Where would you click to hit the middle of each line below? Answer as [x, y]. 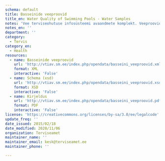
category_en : [18, 46]
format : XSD [26, 87]
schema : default [22, 10]
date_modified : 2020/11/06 [33, 128]
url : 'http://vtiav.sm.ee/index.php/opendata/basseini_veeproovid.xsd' [89, 82]
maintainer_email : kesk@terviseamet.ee [46, 142]
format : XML [26, 69]
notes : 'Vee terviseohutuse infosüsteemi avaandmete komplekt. [71, 23]
